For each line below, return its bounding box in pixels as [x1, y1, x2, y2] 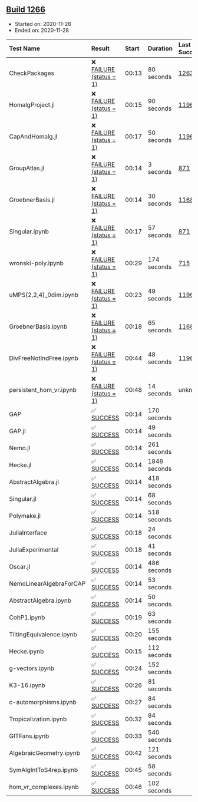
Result [91, 44, 110, 52]
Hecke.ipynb [9, 647, 44, 655]
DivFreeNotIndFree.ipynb [9, 354, 78, 362]
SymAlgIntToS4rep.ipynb [9, 765, 78, 774]
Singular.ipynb [9, 227, 49, 235]
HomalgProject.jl [9, 100, 55, 108]
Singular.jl [9, 494, 37, 503]
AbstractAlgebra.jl [9, 477, 59, 486]
